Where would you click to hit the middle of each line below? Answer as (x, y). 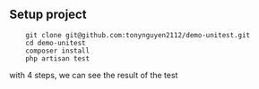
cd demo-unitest (56, 43)
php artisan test (58, 58)
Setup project (48, 15)
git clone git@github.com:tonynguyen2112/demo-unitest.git (138, 35)
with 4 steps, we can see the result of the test (94, 75)
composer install (58, 51)
